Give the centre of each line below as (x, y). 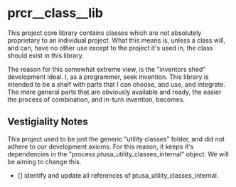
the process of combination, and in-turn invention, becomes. (96, 99)
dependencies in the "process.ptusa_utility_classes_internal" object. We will (118, 154)
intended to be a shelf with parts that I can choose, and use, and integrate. (117, 84)
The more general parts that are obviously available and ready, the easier (114, 92)
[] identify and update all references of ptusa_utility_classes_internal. (118, 175)
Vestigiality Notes (48, 122)
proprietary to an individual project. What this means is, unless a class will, (117, 40)
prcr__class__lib (55, 13)
